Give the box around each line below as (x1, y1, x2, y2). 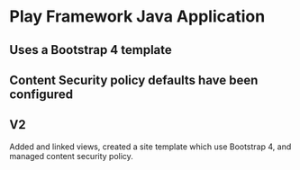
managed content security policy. (9, 150, 133, 161)
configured (9, 86, 74, 102)
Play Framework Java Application (9, 6, 266, 27)
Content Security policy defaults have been (9, 72, 259, 87)
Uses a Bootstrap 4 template (9, 42, 173, 58)
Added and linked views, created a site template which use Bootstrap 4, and (9, 141, 292, 152)
